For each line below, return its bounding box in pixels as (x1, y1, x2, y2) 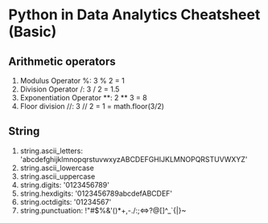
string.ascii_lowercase (19, 163, 94, 172)
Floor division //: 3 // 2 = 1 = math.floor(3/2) (19, 102, 165, 111)
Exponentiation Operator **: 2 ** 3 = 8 (19, 93, 147, 102)
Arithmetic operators (8, 55, 116, 68)
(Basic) (8, 22, 57, 41)
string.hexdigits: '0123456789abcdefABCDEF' (19, 189, 173, 198)
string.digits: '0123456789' (19, 180, 110, 189)
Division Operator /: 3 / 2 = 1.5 (19, 84, 120, 94)
